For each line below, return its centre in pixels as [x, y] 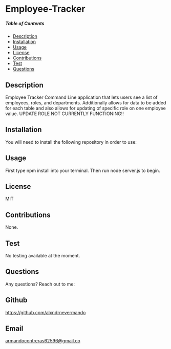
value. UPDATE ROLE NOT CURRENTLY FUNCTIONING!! [65, 114]
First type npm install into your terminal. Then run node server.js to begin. [83, 170]
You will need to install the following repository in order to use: [71, 142]
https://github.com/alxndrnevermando [46, 312]
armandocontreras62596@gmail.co [43, 341]
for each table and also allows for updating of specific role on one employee [86, 108]
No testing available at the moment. [43, 256]
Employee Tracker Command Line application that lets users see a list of [81, 97]
